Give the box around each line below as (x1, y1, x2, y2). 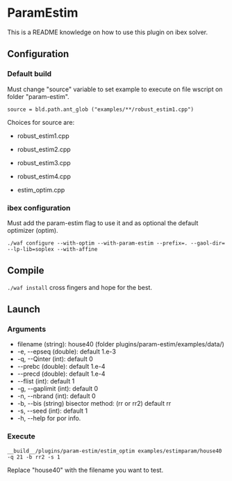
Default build (7, 69, 52, 79)
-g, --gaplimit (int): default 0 (17, 385, 99, 393)
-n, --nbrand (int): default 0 (17, 392, 96, 400)
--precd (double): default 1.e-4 (17, 369, 106, 378)
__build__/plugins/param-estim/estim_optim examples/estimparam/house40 (7, 448, 222, 455)
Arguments (7, 324, 47, 334)
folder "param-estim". (7, 92, 69, 100)
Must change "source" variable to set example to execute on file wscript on (7, 85, 223, 93)
